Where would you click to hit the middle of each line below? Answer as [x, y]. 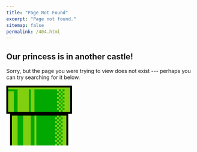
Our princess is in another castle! [70, 57]
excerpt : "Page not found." [41, 19]
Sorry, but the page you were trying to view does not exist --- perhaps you [98, 71]
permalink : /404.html [33, 32]
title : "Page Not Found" [37, 13]
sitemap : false [25, 25]
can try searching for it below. [43, 77]
